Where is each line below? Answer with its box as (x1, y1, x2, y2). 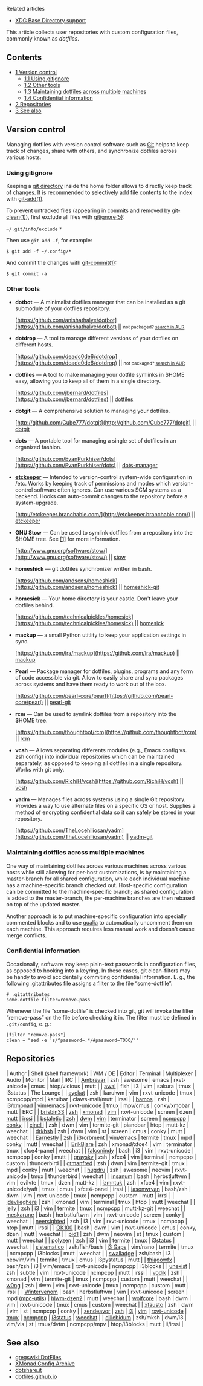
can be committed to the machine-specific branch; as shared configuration (6, 888, 193, 895)
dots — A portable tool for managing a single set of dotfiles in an (14, 437, 176, 444)
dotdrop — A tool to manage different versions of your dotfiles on (14, 335, 179, 342)
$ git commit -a (6, 270, 47, 277)
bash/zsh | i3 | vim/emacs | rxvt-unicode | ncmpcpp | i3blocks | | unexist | (6, 1262, 191, 1269)
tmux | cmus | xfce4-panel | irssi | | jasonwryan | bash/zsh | (42, 1185, 192, 1192)
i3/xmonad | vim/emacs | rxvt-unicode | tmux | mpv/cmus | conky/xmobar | (6, 1102, 193, 1109)
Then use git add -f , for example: (6, 236, 92, 244)
